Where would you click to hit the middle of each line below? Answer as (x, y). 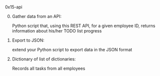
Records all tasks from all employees (49, 68)
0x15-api (14, 7)
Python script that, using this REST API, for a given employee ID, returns (84, 26)
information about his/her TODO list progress (57, 31)
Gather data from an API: (37, 16)
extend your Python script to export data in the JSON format (72, 50)
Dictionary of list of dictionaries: (44, 59)
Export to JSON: (28, 40)
